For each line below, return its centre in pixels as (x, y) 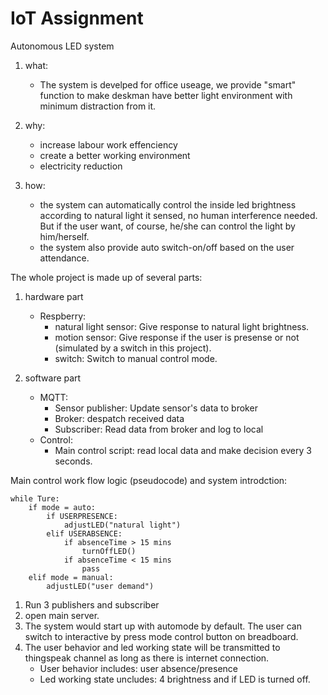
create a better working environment (115, 155)
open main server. (62, 615)
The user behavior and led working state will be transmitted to (152, 647)
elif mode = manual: (71, 577)
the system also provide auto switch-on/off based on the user (167, 247)
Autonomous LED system (62, 46)
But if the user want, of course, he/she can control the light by (167, 226)
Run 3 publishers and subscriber (92, 604)
